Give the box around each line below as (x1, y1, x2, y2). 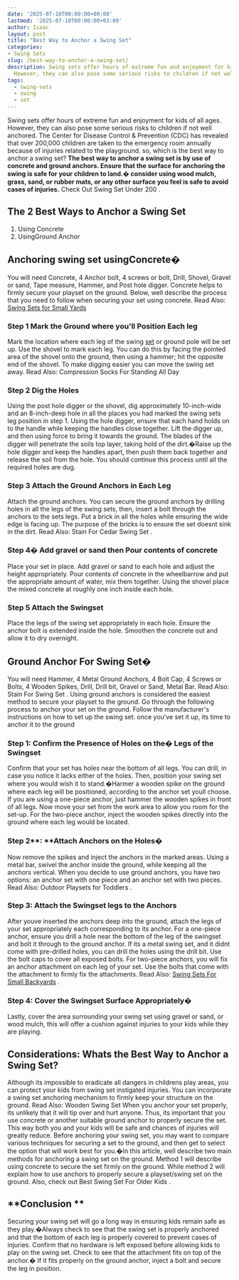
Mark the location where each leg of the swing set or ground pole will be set (7, 337, 231, 345)
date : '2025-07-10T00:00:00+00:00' (7, 10, 113, 18)
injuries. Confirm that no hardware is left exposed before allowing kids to (7, 1240, 221, 1249)
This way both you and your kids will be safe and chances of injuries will (7, 1123, 219, 1132)
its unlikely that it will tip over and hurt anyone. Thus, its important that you (7, 1108, 226, 1117)
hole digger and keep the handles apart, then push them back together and (7, 448, 228, 457)
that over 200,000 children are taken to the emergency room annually (7, 139, 211, 147)
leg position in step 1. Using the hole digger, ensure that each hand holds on (7, 417, 230, 425)
